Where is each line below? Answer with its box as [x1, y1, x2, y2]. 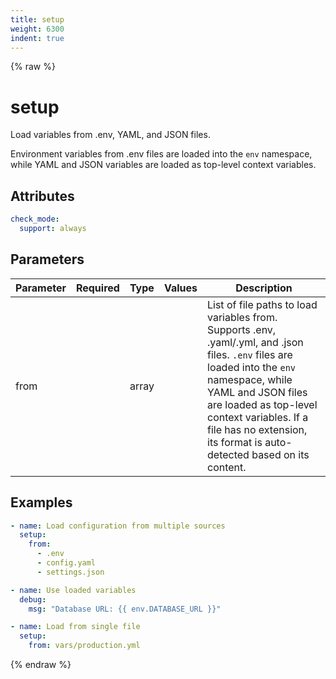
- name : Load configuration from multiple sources [10, 521, 226, 531]
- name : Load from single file [10, 622, 141, 632]
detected [207, 447, 250, 461]
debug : [19, 594, 47, 605]
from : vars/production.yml [28, 641, 141, 651]
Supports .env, [207, 322, 277, 336]
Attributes [10, 187, 75, 205]
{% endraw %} [10, 659, 72, 670]
